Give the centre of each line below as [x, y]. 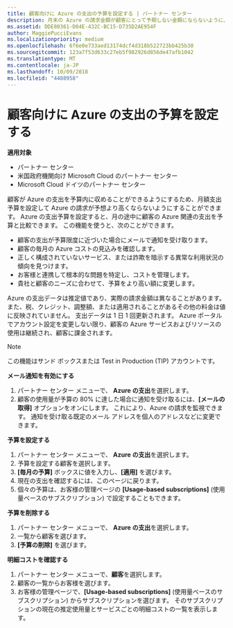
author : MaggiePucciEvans [44, 33]
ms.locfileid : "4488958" [43, 78]
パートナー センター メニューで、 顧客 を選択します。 [91, 575]
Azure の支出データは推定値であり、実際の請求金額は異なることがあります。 [116, 298]
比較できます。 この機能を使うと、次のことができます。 [98, 226]
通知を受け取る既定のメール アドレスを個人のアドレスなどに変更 [123, 416]
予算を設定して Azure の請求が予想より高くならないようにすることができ [111, 208]
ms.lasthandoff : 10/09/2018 [48, 71]
